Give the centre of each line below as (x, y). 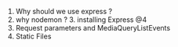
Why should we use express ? (64, 11)
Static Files (33, 36)
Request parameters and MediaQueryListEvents (93, 28)
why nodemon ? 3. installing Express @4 (81, 20)
